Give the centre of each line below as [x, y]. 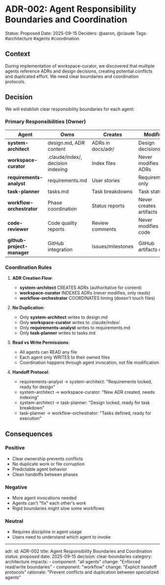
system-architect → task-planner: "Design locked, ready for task [85, 402]
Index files [104, 163]
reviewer [18, 229]
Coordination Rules [28, 267]
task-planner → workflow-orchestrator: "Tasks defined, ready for [85, 413]
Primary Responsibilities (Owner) [45, 122]
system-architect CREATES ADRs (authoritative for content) [81, 288]
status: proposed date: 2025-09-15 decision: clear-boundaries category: [79, 556]
